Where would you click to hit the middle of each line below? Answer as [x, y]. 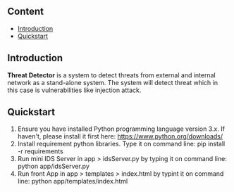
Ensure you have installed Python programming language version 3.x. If [121, 129]
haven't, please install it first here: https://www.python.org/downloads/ [120, 136]
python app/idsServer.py [54, 166]
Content [26, 12]
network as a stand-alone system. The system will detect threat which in [113, 82]
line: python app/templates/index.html [73, 181]
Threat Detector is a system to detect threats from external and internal [112, 75]
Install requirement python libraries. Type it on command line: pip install [121, 144]
